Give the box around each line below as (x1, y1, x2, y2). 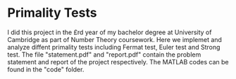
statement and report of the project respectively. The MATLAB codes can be (7, 57, 229, 66)
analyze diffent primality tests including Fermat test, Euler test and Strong (7, 43, 221, 51)
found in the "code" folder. (7, 65, 85, 73)
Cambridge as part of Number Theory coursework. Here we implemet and (7, 35, 222, 43)
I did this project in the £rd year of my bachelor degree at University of (7, 28, 212, 36)
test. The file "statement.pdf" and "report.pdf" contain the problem (7, 50, 201, 59)
